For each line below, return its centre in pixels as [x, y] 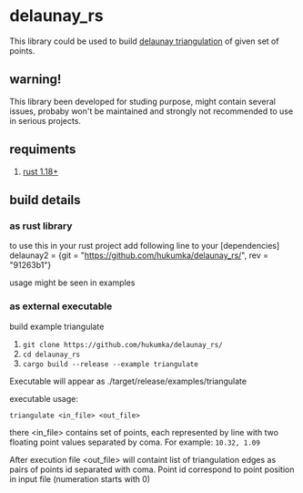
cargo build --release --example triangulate [110, 364]
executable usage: [44, 398]
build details [45, 200]
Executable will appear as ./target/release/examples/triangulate [128, 381]
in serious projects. [45, 120]
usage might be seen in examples [72, 282]
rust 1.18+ [40, 171]
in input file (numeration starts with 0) [80, 478]
